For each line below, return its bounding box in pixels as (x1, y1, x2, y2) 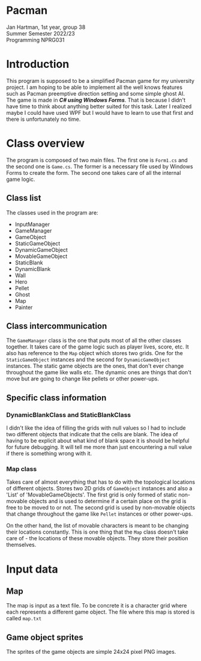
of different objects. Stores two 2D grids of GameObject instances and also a (6, 485, 193, 492)
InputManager (14, 221, 50, 228)
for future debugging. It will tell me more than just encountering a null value (6, 443, 192, 451)
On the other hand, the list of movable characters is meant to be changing (6, 522, 189, 529)
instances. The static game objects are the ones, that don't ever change (6, 362, 184, 370)
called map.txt (6, 615, 42, 622)
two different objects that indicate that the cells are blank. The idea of (6, 431, 178, 438)
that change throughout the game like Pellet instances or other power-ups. (6, 510, 193, 517)
